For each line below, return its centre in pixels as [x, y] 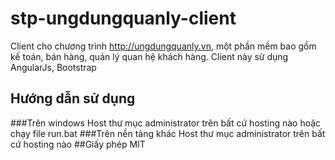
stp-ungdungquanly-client [123, 18]
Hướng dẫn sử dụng [73, 98]
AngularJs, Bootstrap [53, 67]
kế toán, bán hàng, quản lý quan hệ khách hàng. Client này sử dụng [149, 56]
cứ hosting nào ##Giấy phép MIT [78, 144]
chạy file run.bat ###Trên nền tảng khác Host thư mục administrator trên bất [168, 133]
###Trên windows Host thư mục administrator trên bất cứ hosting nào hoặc [166, 123]
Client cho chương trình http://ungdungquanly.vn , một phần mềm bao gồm [163, 46]
